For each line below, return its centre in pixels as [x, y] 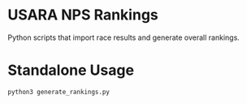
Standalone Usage [71, 70]
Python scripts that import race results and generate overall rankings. [124, 37]
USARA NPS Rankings [83, 15]
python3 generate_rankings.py [59, 92]
